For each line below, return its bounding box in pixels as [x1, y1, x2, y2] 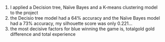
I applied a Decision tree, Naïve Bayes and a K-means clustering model [10, 5, 158, 10]
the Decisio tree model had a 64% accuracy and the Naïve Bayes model [10, 15, 160, 21]
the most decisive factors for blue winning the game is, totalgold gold [10, 26, 155, 32]
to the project [10, 10, 38, 16]
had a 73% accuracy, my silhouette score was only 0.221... [10, 20, 133, 26]
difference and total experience [10, 31, 76, 37]
